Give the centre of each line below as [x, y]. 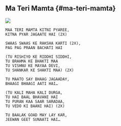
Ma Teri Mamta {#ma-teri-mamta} [60, 8]
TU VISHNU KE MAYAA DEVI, [33, 66]
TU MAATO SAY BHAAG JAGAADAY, [38, 79]
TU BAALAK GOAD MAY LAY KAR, [36, 115]
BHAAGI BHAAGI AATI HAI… [32, 83]
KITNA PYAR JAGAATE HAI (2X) [36, 34]
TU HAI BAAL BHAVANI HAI [32, 97]
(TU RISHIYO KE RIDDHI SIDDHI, [39, 57]
